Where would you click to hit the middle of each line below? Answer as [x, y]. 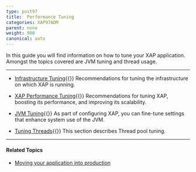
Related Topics [24, 150]
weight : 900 [20, 33]
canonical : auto [26, 39]
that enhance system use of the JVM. [60, 120]
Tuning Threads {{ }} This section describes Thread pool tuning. [90, 131]
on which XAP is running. [45, 85]
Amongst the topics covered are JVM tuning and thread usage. [82, 61]
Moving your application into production [62, 163]
